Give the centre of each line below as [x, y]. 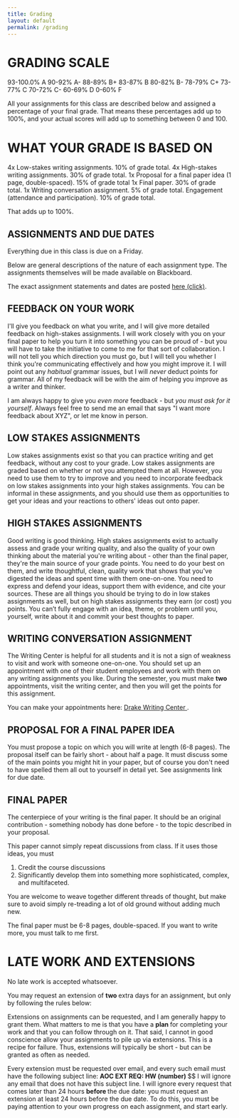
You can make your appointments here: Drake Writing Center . [99, 708]
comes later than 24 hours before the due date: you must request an [108, 1091]
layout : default [31, 21]
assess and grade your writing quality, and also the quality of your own [111, 548]
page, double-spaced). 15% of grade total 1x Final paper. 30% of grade [112, 183]
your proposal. [29, 832]
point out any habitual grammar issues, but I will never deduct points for [113, 371]
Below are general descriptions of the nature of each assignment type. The [117, 265]
